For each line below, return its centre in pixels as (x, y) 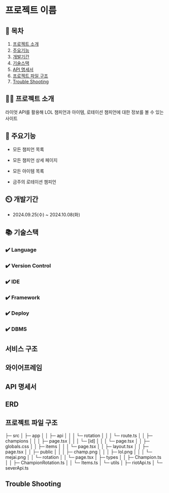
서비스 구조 (22, 349)
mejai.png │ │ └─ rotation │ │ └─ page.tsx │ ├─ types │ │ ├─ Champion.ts (83, 457)
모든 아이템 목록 (28, 171)
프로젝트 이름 (31, 10)
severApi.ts (17, 468)
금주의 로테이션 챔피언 (35, 182)
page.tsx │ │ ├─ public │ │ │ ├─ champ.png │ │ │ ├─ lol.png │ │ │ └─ (79, 452)
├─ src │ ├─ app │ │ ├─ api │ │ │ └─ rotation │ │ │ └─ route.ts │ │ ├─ (79, 435)
